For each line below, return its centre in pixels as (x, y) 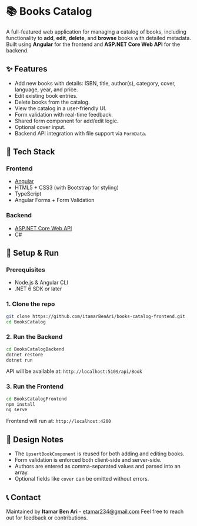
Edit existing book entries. (46, 95)
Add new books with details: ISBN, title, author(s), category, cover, (95, 83)
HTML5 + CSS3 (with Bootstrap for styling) (67, 188)
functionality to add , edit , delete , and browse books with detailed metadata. (98, 38)
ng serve (17, 410)
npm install (21, 404)
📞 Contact (24, 497)
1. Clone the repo (31, 304)
